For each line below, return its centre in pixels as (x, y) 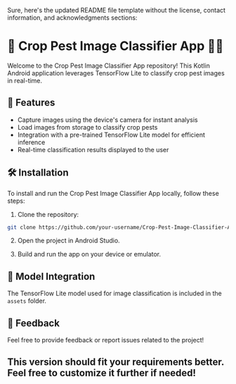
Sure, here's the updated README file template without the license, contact (117, 10)
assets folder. (27, 301)
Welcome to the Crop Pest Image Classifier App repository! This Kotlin (109, 66)
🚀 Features (31, 103)
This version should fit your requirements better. (116, 362)
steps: (16, 201)
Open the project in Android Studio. (69, 241)
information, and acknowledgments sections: (72, 18)
